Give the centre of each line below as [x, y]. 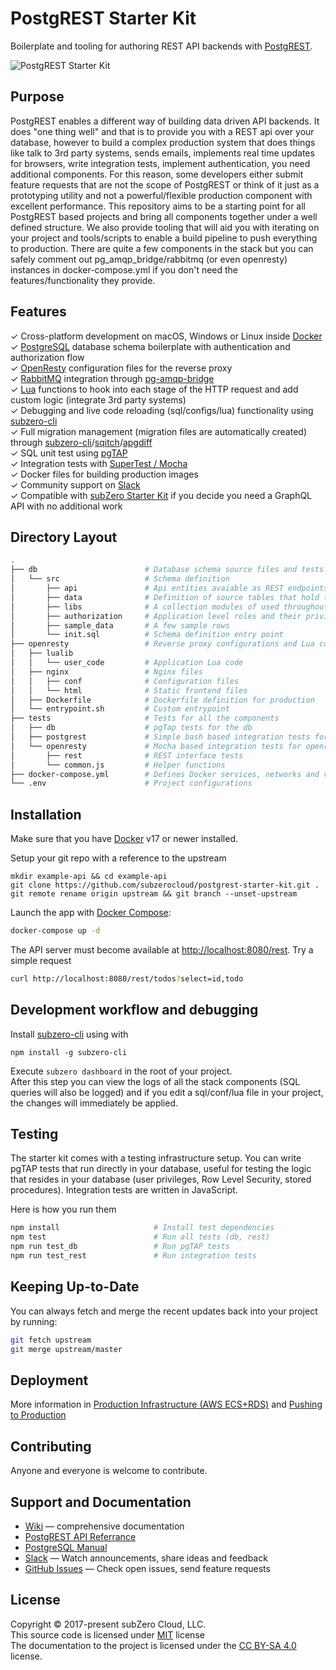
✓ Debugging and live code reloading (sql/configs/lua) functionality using [162, 410]
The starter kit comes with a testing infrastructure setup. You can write [156, 1158]
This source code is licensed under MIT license [107, 1634]
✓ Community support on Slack [75, 484]
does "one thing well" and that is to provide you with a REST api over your [162, 131]
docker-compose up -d [55, 931]
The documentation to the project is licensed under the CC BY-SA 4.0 [153, 1645]
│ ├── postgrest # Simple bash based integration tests [160, 737]
